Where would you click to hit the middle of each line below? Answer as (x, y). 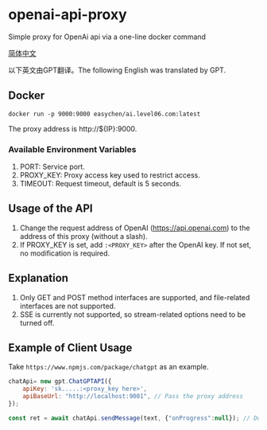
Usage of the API (50, 209)
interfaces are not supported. (68, 306)
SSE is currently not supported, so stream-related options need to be (133, 314)
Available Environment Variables (72, 149)
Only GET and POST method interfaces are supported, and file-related (135, 297)
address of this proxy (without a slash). (84, 236)
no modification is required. (65, 253)
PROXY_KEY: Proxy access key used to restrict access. (110, 175)
